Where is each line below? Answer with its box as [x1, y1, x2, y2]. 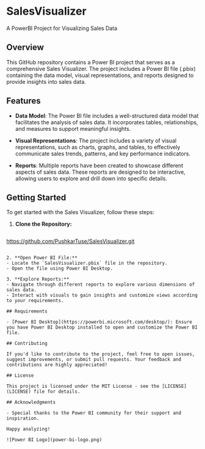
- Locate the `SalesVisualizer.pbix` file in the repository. [6, 260, 168, 267]
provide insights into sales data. [6, 78, 87, 85]
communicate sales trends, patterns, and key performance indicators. [15, 150, 191, 157]
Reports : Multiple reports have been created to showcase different [15, 161, 184, 169]
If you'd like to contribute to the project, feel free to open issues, [6, 351, 195, 357]
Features [6, 96, 41, 106]
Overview [6, 42, 45, 53]
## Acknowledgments [6, 399, 56, 406]
